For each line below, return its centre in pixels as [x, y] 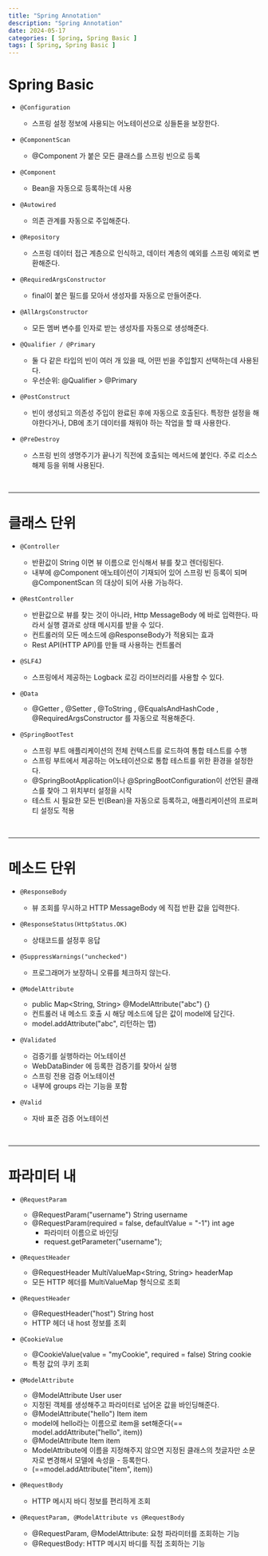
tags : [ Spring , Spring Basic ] [62, 46]
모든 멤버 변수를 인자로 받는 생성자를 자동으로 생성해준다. [120, 328]
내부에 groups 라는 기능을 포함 [79, 1086]
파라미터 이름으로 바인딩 [81, 1232]
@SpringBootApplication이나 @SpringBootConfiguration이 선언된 [138, 780]
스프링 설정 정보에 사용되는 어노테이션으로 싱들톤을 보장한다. [126, 124]
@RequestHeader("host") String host [93, 1313]
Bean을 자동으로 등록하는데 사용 [82, 188]
